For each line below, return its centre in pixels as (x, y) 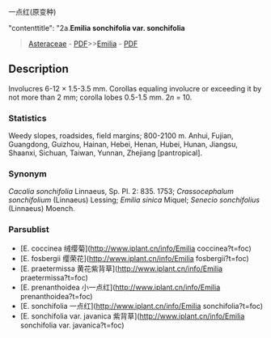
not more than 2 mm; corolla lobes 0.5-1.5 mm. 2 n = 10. (100, 97)
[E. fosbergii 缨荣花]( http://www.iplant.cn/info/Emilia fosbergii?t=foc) (134, 258)
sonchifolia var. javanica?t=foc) (72, 325)
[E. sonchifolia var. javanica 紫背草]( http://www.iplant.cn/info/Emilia (132, 316)
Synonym (28, 174)
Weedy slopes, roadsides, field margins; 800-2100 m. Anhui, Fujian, (121, 136)
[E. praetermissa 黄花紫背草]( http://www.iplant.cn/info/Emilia (121, 268)
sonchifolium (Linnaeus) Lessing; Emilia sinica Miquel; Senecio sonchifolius (134, 200)
